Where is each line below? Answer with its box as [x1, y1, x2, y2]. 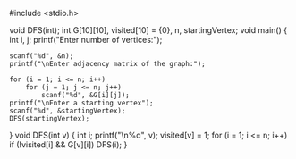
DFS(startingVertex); [9, 114, 90, 123]
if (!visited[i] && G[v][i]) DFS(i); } [9, 139, 128, 150]
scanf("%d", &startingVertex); [9, 106, 126, 115]
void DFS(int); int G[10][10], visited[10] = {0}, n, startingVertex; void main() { [9, 25, 288, 35]
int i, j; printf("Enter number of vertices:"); [9, 35, 163, 45]
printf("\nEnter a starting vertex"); [9, 98, 154, 107]
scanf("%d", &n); [9, 52, 74, 61]
